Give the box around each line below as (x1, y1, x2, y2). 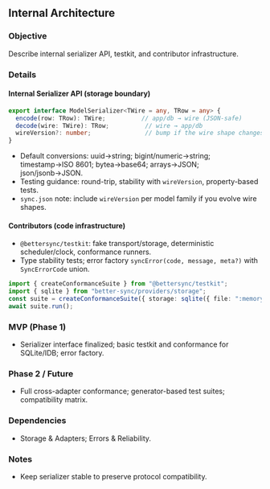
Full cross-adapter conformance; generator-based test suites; (19, 386, 225, 397)
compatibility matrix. (19, 395, 88, 405)
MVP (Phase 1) (8, 321, 67, 332)
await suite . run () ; (8, 302, 74, 310)
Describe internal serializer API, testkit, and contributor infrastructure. (8, 48, 239, 59)
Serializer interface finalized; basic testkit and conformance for (19, 339, 229, 349)
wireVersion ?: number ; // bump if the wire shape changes (15, 129, 264, 138)
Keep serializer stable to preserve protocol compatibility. (19, 472, 207, 482)
